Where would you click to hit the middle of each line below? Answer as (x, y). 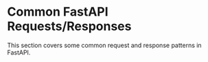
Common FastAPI (58, 12)
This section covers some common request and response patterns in (104, 45)
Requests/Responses (69, 26)
